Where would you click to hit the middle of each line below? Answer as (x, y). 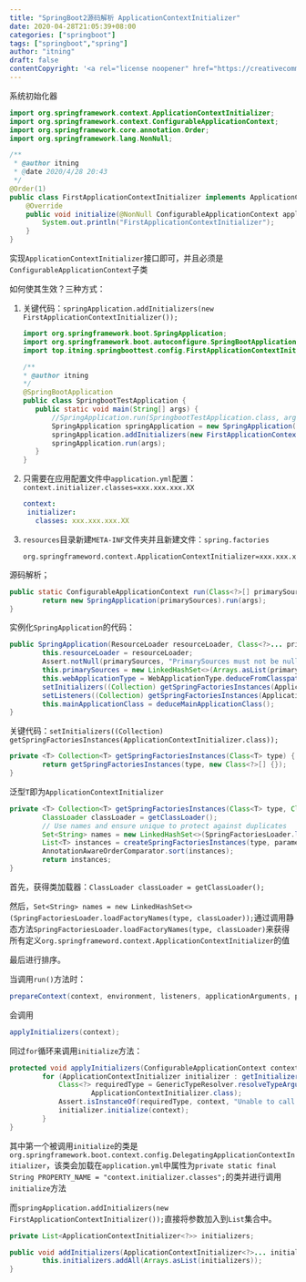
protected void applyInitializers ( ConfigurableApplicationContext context (154, 1068)
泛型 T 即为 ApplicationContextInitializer (87, 791)
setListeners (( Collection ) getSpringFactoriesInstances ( (152, 695)
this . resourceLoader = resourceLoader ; (118, 653)
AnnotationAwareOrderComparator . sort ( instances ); (138, 851)
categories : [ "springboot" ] (63, 35)
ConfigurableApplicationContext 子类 (79, 269)
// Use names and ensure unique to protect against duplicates (164, 826)
